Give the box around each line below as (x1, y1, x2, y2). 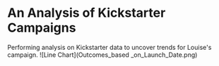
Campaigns (7, 20, 76, 36)
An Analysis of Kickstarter (7, 5, 166, 21)
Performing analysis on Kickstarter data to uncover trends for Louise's (7, 43, 212, 51)
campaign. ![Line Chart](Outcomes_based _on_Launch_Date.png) (7, 51, 198, 59)
